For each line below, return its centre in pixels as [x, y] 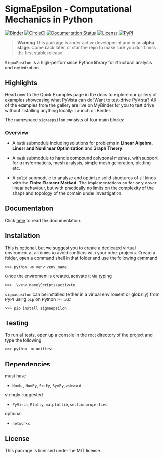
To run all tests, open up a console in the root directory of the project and [79, 335]
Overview [17, 132]
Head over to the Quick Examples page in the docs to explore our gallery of [81, 94]
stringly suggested [24, 395]
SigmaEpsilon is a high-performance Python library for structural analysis [79, 62]
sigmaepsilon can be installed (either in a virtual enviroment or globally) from [82, 294]
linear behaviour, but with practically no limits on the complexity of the [83, 188]
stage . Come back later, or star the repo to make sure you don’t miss [86, 47]
